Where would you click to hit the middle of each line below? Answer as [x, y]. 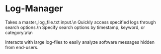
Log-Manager [34, 9]
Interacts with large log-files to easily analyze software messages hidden [80, 42]
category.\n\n [19, 32]
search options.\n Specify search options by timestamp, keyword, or [75, 27]
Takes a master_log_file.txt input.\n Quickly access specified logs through [81, 22]
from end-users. [22, 47]
